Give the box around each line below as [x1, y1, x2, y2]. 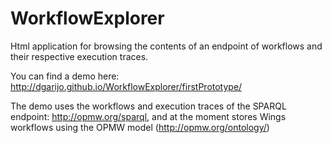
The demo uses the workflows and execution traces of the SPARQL [10, 100, 287, 112]
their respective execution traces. [10, 50, 149, 62]
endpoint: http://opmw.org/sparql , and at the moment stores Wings [10, 110, 287, 122]
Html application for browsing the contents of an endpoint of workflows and [10, 40, 323, 52]
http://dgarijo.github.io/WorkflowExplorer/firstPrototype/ [10, 80, 243, 92]
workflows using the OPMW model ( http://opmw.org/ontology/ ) [10, 121, 270, 133]
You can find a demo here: [10, 70, 120, 82]
